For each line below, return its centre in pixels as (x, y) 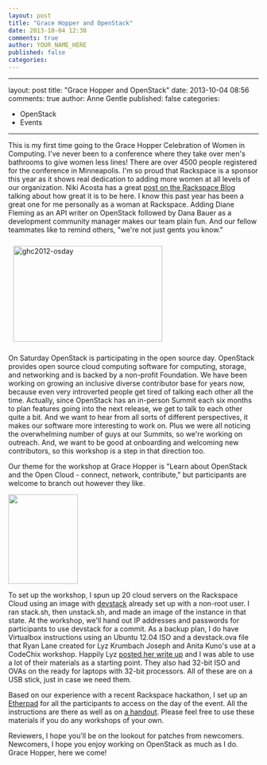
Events (31, 122)
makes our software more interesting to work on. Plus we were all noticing (130, 425)
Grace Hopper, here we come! (58, 752)
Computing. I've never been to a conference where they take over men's (127, 153)
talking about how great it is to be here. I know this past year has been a (126, 196)
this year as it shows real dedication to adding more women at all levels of (129, 179)
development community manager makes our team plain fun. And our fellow (132, 221)
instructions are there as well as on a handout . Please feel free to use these (132, 712)
